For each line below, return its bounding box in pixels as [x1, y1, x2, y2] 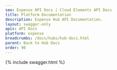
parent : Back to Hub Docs [5, 41, 60, 46]
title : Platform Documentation [5, 12, 71, 17]
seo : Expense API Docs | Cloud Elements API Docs [5, 7, 112, 13]
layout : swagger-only [5, 21, 51, 27]
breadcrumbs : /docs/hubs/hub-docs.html [5, 36, 90, 41]
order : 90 [5, 45, 26, 50]
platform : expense [5, 31, 44, 36]
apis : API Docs [5, 26, 37, 31]
